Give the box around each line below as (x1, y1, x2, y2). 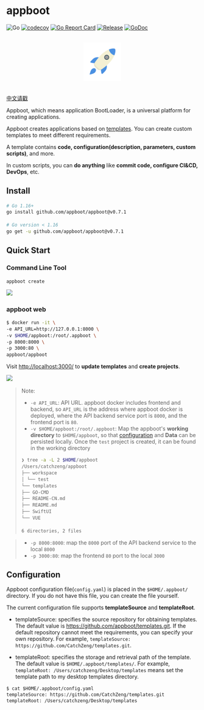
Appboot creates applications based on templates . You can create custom (6, 125, 192, 132)
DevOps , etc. (6, 168, 40, 175)
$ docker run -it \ (6, 319, 56, 325)
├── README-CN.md (21, 496, 66, 502)
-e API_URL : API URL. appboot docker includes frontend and (30, 399, 181, 407)
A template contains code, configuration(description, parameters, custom (6, 143, 196, 150)
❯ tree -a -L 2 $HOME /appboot (21, 457, 99, 463)
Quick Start (6, 245, 51, 256)
